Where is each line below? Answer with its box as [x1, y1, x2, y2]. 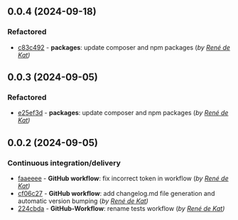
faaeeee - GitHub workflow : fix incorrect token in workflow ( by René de [17, 174, 229, 183]
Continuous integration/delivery [7, 158, 121, 167]
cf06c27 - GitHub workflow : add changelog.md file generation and [17, 189, 215, 198]
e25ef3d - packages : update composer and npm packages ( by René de [17, 109, 229, 117]
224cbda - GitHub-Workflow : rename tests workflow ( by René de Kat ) [17, 204, 225, 213]
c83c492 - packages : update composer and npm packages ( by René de [17, 43, 231, 52]
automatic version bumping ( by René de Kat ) [17, 197, 149, 205]
